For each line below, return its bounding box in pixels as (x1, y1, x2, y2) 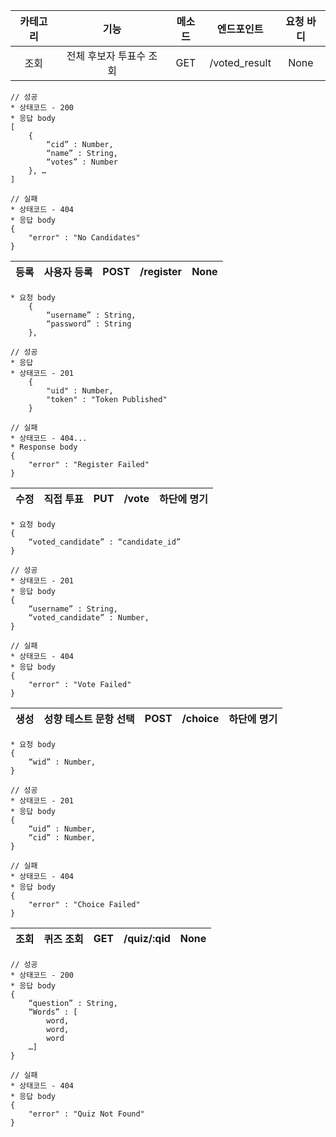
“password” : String (46, 319, 132, 329)
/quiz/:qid (123, 932, 171, 945)
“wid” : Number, (28, 757, 97, 767)
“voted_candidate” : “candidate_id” (28, 537, 182, 547)
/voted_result (209, 56, 272, 69)
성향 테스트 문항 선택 (43, 712, 135, 726)
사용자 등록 (43, 265, 93, 279)
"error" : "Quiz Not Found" (28, 1109, 145, 1119)
